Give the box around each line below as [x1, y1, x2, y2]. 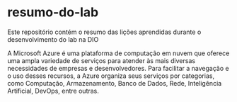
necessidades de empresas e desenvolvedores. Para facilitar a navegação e [7, 64, 229, 72]
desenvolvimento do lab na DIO [7, 35, 99, 43]
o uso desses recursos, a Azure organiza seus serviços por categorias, [7, 72, 214, 80]
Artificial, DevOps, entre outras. [7, 86, 99, 95]
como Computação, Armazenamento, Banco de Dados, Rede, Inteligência [7, 79, 222, 87]
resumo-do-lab [7, 4, 99, 21]
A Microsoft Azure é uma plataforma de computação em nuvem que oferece [7, 49, 230, 57]
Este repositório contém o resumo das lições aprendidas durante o [7, 28, 202, 36]
